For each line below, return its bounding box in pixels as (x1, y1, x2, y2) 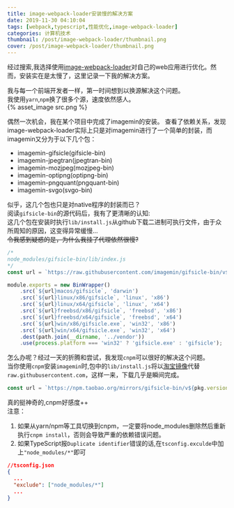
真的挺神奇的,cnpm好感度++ (7, 398, 88, 407)
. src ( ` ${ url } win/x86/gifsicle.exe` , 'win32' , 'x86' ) (19, 320, 176, 327)
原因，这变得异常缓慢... (31, 226, 99, 235)
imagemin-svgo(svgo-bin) (17, 186, 93, 194)
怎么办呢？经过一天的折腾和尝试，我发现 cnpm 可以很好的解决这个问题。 (7, 354, 209, 362)
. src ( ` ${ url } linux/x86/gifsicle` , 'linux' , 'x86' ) (19, 294, 170, 301)
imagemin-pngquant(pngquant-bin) (17, 179, 120, 187)
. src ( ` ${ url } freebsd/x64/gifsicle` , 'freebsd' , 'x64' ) (19, 314, 182, 321)
